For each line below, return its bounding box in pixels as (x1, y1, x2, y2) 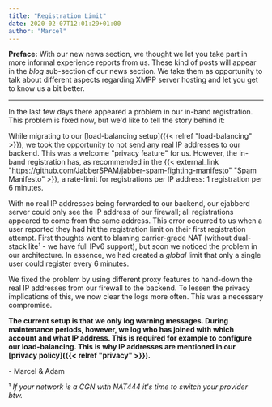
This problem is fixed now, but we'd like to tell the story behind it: (8, 115, 225, 126)
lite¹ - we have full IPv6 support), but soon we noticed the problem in (28, 242, 257, 251)
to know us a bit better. (8, 84, 85, 93)
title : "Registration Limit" (8, 11, 107, 20)
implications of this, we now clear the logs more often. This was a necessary (8, 292, 264, 302)
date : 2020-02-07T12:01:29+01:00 (8, 19, 121, 28)
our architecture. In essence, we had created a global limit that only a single (8, 251, 261, 260)
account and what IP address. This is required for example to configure (8, 333, 253, 343)
